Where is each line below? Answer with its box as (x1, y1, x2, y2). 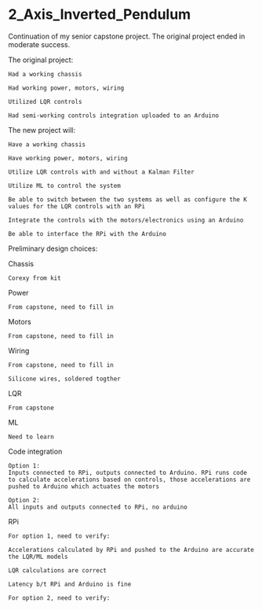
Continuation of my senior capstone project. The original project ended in (8, 31, 246, 41)
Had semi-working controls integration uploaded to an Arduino (8, 112, 220, 119)
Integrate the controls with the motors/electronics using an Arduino (8, 216, 244, 224)
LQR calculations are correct (8, 566, 107, 575)
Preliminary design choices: (8, 244, 98, 253)
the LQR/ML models (8, 553, 68, 560)
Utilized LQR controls (8, 97, 82, 105)
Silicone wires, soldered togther (8, 375, 122, 383)
